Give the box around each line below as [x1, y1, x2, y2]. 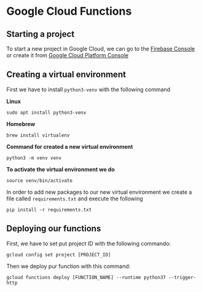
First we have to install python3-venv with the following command [6, 85, 171, 93]
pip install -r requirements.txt [6, 207, 92, 213]
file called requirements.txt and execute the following [6, 195, 143, 202]
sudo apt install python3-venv [6, 109, 87, 116]
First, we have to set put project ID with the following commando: [6, 240, 171, 247]
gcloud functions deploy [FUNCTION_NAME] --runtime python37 [6, 274, 166, 280]
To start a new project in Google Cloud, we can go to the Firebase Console [6, 45, 195, 52]
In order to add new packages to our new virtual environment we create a [6, 188, 192, 195]
